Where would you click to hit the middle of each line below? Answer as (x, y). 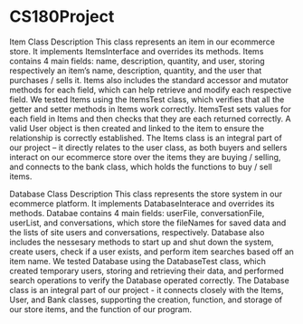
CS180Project (62, 17)
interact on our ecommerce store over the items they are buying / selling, (145, 157)
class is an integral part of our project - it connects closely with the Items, (147, 290)
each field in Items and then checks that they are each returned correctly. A (150, 119)
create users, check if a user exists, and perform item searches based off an (151, 252)
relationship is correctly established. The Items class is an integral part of (146, 138)
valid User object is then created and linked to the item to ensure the (137, 128)
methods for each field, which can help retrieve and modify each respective (151, 90)
